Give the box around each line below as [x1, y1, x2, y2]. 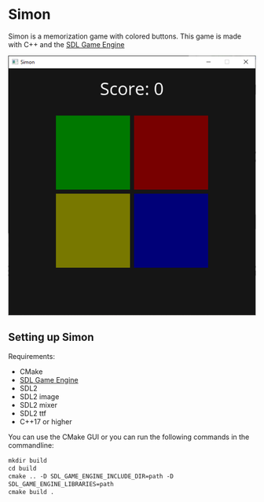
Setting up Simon [8, 331, 94, 344]
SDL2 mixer [19, 400, 57, 409]
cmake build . [8, 488, 55, 496]
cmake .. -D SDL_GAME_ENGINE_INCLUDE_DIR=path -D [8, 472, 174, 480]
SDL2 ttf [19, 409, 47, 418]
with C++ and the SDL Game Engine [8, 39, 125, 49]
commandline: [8, 440, 54, 449]
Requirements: [8, 351, 55, 361]
